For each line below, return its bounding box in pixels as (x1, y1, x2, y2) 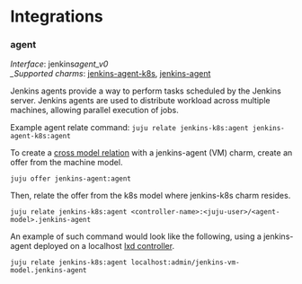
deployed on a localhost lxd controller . (33, 241, 174, 252)
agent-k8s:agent (10, 132, 71, 141)
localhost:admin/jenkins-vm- (130, 258, 241, 267)
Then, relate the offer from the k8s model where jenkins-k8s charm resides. (10, 191, 291, 201)
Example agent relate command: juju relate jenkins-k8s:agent (10, 122, 249, 133)
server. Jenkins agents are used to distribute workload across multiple (10, 95, 271, 106)
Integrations (10, 6, 104, 27)
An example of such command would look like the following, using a (10, 231, 262, 242)
